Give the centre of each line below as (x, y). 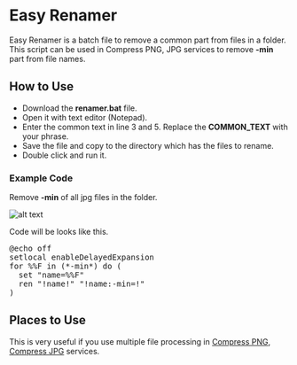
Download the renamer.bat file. (79, 108)
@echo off (30, 249)
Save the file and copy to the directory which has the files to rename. (148, 145)
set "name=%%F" (51, 275)
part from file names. (47, 58)
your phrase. (45, 136)
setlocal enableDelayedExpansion (82, 257)
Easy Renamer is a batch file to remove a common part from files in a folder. (148, 40)
